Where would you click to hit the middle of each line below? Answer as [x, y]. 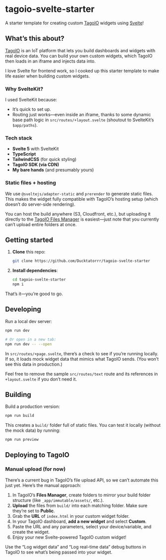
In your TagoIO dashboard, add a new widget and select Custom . [80, 521]
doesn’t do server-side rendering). [40, 204]
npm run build [20, 416]
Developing [23, 309]
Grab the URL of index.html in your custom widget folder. [71, 516]
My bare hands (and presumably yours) [53, 170]
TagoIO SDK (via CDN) [36, 164]
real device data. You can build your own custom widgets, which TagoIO [79, 56]
